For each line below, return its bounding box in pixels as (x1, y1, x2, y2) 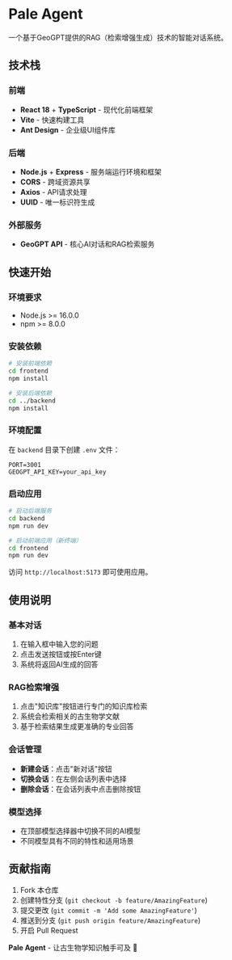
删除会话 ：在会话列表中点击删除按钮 (19, 784, 141, 794)
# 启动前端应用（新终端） (8, 537, 82, 545)
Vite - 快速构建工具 (19, 115, 85, 124)
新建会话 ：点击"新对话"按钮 (19, 764, 112, 773)
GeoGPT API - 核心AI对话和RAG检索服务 (19, 239, 155, 249)
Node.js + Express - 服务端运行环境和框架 (19, 166, 162, 176)
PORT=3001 (8, 461, 42, 469)
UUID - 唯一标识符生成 (19, 197, 95, 207)
